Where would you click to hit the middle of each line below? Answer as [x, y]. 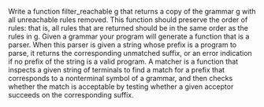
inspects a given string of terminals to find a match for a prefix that [117, 70]
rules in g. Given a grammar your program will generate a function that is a [129, 36]
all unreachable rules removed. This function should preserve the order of [128, 20]
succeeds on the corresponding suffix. [71, 95]
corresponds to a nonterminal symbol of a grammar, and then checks [121, 78]
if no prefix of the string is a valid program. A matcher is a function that [123, 61]
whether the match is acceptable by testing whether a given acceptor [121, 87]
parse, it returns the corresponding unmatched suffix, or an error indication [130, 53]
